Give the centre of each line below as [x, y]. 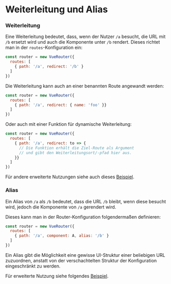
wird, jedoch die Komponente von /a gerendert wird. [61, 207]
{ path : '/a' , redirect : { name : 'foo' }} [61, 105]
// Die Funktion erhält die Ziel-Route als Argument [77, 148]
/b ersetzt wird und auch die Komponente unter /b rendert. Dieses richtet [83, 42]
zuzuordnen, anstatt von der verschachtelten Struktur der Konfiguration [81, 260]
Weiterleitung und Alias [56, 10]
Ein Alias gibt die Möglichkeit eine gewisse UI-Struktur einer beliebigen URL [85, 255]
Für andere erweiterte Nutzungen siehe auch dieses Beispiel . [70, 177]
